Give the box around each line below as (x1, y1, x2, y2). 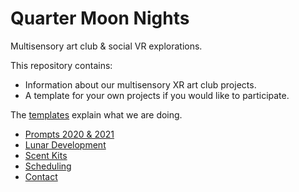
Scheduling (24, 160, 72, 172)
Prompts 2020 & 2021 (24, 128, 115, 140)
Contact (24, 170, 58, 182)
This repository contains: (10, 59, 113, 71)
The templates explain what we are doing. (10, 108, 183, 121)
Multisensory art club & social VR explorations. (10, 40, 203, 52)
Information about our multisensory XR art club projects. (24, 78, 257, 91)
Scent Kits (24, 149, 68, 161)
